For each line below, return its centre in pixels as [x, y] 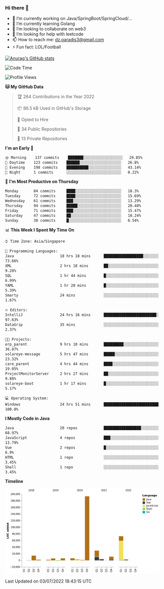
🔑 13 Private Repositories [42, 139]
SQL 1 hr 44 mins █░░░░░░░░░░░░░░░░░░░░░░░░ [82, 276]
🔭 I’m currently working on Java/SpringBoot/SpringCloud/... [72, 19]
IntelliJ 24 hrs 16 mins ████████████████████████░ [82, 315]
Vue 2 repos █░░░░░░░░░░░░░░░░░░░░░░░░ [82, 448]
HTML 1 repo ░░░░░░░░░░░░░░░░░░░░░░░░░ [82, 458]
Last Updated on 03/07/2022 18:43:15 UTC [48, 581]
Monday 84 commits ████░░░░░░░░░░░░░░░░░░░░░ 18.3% [72, 191]
